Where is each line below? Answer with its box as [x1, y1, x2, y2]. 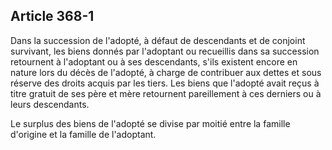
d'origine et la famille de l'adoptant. [10, 128, 157, 140]
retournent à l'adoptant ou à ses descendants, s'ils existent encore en [10, 55, 298, 68]
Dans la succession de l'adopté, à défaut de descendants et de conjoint [10, 34, 306, 46]
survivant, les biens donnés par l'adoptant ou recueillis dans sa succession [10, 45, 320, 57]
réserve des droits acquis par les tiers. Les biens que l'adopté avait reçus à [10, 77, 320, 89]
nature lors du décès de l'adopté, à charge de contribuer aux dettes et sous [10, 66, 322, 78]
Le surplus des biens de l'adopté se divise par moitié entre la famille [10, 117, 291, 129]
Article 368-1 [10, 8, 95, 25]
